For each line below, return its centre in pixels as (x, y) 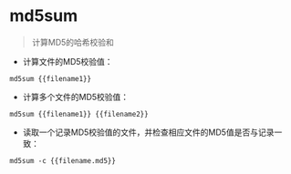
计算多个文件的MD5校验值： (76, 97)
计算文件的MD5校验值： (68, 61)
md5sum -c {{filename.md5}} (63, 160)
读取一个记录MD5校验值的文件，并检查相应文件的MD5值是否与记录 (148, 132)
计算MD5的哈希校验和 (73, 42)
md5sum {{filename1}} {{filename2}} (79, 114)
